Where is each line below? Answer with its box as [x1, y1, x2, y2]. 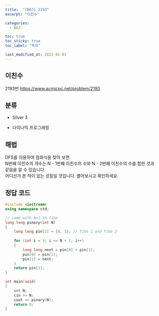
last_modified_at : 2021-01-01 [5, 52, 67, 57]
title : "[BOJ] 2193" [5, 7, 49, 12]
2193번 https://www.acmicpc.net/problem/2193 [5, 86, 100, 91]
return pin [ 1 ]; [14, 266, 45, 271]
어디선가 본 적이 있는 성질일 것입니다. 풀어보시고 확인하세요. [5, 173, 119, 179]
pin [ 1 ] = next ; [23, 257, 54, 261]
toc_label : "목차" [5, 43, 41, 48]
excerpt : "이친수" [5, 12, 40, 17]
